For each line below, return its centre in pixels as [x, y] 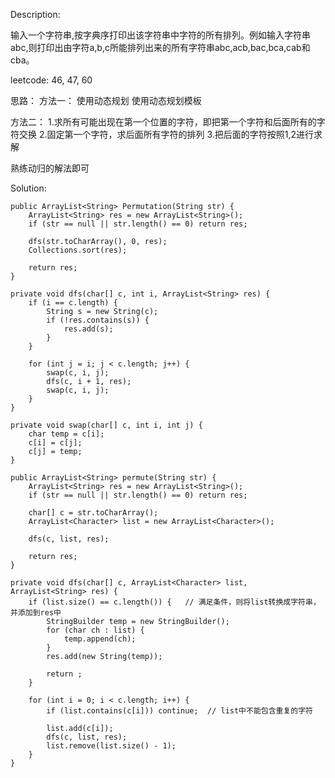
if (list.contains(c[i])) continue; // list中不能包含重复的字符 [180, 711]
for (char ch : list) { [95, 630]
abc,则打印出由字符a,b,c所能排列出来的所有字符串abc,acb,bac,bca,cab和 [160, 47]
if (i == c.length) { [73, 303]
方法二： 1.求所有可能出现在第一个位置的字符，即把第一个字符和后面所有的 [163, 122]
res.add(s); [88, 329]
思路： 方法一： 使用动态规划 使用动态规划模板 [106, 100]
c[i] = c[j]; [55, 443]
